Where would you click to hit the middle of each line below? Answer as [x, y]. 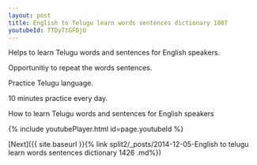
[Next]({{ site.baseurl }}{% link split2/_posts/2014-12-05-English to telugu [128, 144]
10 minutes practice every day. [58, 99]
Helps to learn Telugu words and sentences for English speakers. [114, 53]
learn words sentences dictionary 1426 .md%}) [85, 153]
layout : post [30, 15]
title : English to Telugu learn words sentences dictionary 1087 [118, 23]
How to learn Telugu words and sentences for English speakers [111, 114]
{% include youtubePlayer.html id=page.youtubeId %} [96, 129]
